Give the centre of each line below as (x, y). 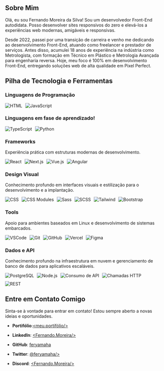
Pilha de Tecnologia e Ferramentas (59, 81)
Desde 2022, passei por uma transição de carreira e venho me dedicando (80, 40)
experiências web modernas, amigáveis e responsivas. (60, 30)
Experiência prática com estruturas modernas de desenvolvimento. (73, 152)
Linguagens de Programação (40, 95)
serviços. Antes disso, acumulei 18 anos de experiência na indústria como (80, 50)
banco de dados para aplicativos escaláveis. (50, 266)
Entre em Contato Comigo (45, 299)
